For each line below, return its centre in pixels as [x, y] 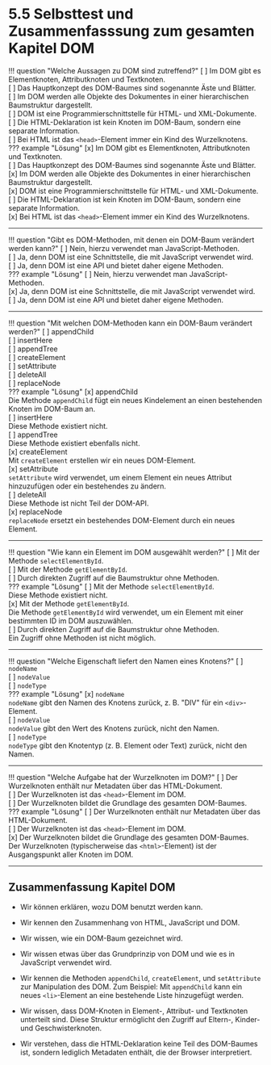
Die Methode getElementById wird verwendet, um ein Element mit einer [126, 612]
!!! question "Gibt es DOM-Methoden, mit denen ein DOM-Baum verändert [131, 240]
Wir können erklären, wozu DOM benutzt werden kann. [111, 907]
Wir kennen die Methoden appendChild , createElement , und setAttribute [140, 978]
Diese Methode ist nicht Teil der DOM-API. [79, 503]
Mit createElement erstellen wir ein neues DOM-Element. [102, 460]
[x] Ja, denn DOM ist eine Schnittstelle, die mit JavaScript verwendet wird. [132, 291]
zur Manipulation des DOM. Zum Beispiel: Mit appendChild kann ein [131, 987]
